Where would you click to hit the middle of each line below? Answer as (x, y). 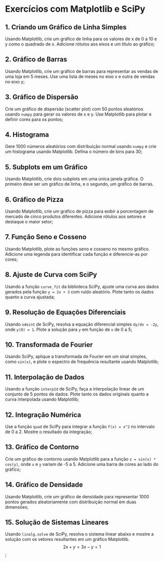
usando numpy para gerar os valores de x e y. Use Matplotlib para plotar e (78, 114)
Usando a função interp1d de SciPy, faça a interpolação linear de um (75, 389)
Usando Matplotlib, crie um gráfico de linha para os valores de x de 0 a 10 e (81, 39)
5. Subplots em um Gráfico (46, 167)
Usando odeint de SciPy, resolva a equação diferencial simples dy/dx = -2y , (82, 324)
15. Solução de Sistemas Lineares (57, 522)
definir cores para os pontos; (34, 119)
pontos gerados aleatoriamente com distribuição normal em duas (71, 502)
